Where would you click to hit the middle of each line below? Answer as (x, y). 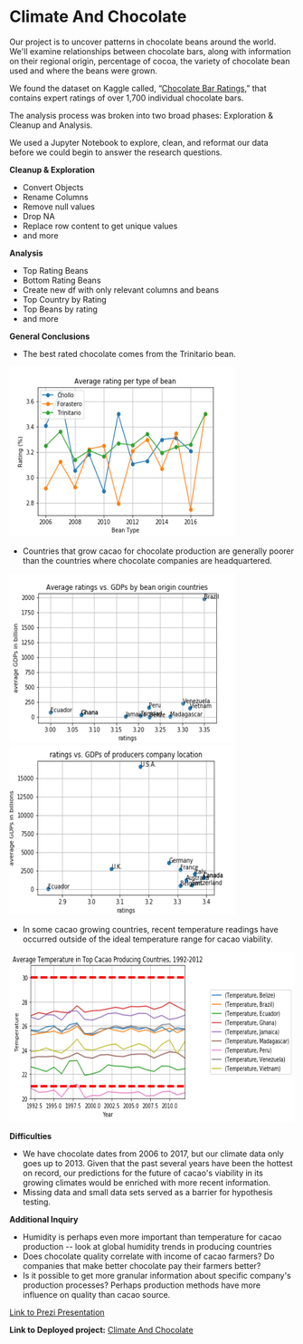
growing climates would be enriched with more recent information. (147, 1182)
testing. (37, 1202)
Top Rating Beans (55, 270)
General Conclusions (50, 336)
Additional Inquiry (44, 1219)
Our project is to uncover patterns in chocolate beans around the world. (143, 42)
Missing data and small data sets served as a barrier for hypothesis (147, 1192)
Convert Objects (53, 187)
